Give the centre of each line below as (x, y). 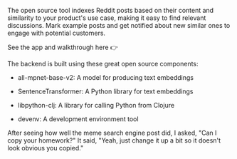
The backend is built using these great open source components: (103, 64)
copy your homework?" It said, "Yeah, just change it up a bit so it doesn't (114, 140)
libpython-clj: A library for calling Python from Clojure (96, 105)
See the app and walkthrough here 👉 (63, 47)
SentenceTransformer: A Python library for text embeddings (105, 91)
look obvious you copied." (46, 148)
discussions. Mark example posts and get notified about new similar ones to (119, 25)
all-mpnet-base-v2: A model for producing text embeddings (106, 77)
